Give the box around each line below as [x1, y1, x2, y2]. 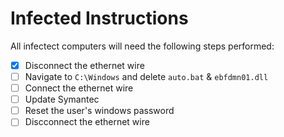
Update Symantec [24, 93, 100, 106]
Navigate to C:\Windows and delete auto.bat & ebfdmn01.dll [24, 71, 269, 82]
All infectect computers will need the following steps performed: [10, 40, 275, 52]
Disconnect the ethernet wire [24, 59, 145, 71]
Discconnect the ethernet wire [24, 116, 150, 128]
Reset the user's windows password [24, 105, 175, 117]
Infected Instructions [10, 7, 189, 30]
